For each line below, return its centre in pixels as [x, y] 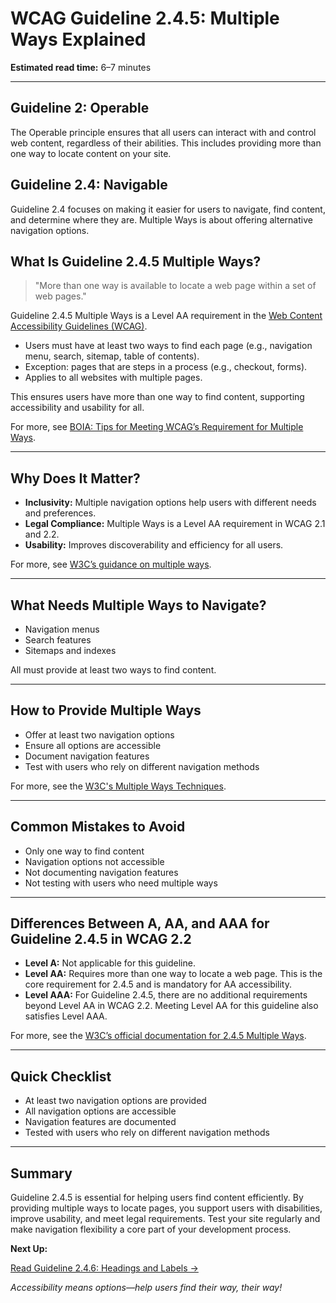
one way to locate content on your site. [91, 153]
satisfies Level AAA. [66, 1016]
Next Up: [29, 1249]
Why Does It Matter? [75, 478]
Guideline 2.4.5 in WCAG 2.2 [101, 939]
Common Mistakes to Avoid [98, 827]
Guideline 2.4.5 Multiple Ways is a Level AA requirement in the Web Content [166, 316]
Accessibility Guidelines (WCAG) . [79, 326]
